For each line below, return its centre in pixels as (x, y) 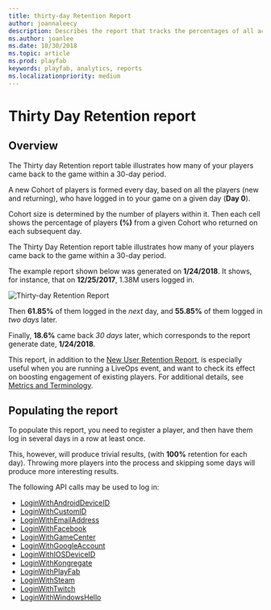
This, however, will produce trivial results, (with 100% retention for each (128, 455)
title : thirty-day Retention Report (70, 16)
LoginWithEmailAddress (59, 520)
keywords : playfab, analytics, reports (75, 69)
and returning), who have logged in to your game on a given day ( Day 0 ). (129, 198)
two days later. (33, 320)
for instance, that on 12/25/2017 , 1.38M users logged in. (102, 279)
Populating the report (63, 411)
